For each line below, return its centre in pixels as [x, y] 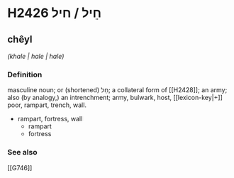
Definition [25, 74]
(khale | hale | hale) [36, 56]
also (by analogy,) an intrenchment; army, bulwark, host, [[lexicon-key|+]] [115, 98]
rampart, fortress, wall [50, 119]
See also [22, 152]
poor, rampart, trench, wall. [47, 105]
